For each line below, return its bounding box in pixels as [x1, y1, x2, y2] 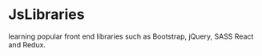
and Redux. [8, 39, 46, 49]
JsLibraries [8, 6, 85, 24]
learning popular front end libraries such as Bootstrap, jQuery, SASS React [8, 32, 254, 41]
